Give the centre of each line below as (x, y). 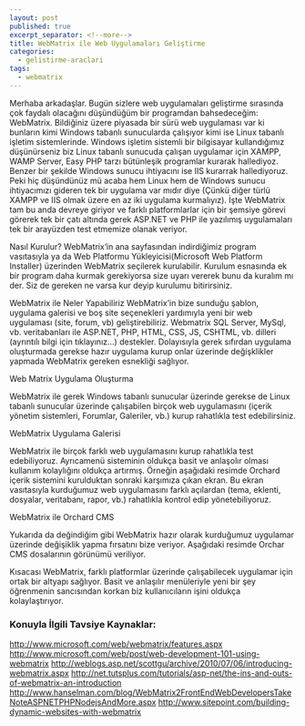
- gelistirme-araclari (61, 60)
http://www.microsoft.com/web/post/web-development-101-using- (135, 654)
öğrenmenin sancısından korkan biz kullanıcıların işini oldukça (125, 591)
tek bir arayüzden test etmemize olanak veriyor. (99, 229)
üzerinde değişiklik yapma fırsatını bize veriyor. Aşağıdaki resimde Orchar (147, 544)
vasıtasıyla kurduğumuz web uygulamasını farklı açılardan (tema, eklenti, (145, 489)
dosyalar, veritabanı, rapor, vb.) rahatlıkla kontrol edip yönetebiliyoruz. (140, 499)
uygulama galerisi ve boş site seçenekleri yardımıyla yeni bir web (131, 312)
